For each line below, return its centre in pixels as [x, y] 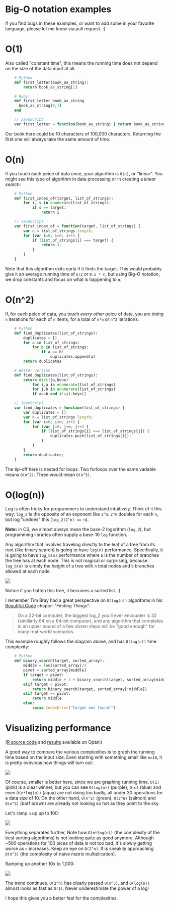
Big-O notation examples [58, 9]
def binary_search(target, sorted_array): [59, 661]
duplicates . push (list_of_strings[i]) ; [91, 436]
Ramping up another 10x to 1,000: [40, 864]
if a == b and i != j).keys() [59, 394]
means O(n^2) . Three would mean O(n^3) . [48, 474]
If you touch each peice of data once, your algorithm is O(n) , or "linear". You [84, 173]
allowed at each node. [28, 571]
